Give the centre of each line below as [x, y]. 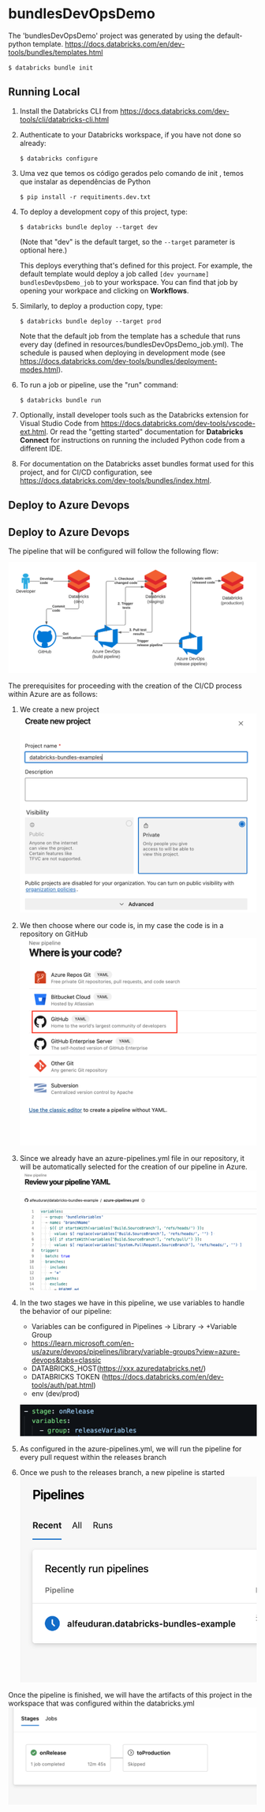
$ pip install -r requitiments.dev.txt [85, 197]
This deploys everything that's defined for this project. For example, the [136, 265]
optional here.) [43, 250]
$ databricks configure [59, 159]
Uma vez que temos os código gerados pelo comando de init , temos [132, 173]
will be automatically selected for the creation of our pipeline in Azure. [133, 1167]
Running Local [44, 92]
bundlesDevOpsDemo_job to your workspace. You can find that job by [129, 282]
